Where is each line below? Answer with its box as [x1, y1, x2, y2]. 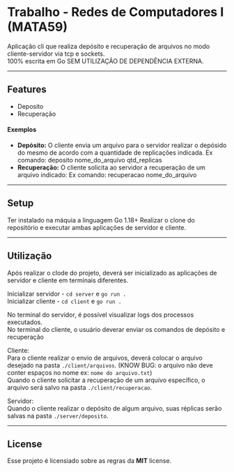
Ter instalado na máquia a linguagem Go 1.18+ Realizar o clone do [7, 215, 195, 224]
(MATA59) [7, 19, 68, 35]
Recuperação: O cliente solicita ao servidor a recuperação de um [17, 163, 205, 172]
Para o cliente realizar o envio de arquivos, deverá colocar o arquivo [7, 353, 203, 362]
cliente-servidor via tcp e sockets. [7, 50, 106, 58]
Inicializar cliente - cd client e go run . [7, 297, 122, 305]
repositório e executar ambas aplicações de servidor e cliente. [7, 223, 187, 231]
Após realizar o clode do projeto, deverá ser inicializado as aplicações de [7, 268, 217, 277]
